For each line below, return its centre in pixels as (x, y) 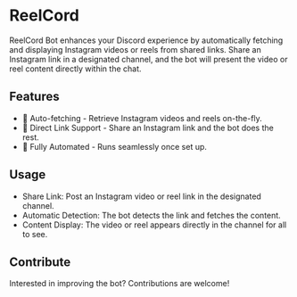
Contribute (40, 262)
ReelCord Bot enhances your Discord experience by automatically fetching (146, 40)
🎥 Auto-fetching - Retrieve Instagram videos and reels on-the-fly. (142, 118)
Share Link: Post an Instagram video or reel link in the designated (141, 196)
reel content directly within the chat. (75, 69)
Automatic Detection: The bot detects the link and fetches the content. (151, 215)
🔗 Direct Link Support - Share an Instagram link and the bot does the (148, 128)
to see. (35, 234)
